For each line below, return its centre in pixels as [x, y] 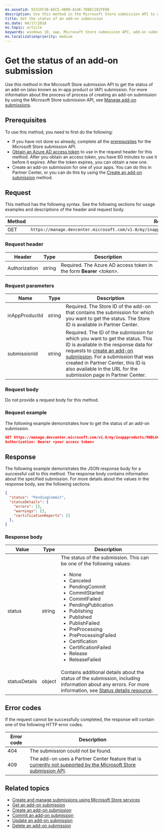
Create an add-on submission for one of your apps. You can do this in [82, 167]
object [49, 682]
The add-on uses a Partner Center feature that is [86, 759]
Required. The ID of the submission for [110, 333]
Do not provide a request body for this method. [52, 400]
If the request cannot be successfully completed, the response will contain [80, 719]
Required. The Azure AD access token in [106, 265]
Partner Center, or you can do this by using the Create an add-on [77, 172]
